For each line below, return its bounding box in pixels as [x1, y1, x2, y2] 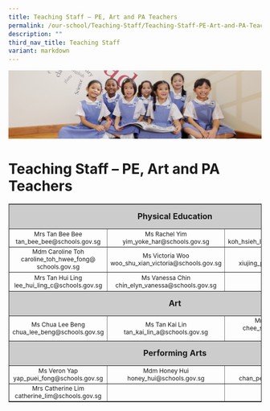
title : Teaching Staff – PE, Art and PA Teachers [8, 13, 178, 21]
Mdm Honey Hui [143, 366, 190, 375]
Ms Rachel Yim [145, 229, 187, 238]
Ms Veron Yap [38, 366, 79, 375]
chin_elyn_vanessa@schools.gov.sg [115, 281, 217, 290]
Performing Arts [143, 347, 207, 359]
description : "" [8, 30, 63, 38]
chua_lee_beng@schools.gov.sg [12, 327, 104, 336]
